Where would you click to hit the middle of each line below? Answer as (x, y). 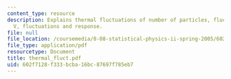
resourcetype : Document (41, 52)
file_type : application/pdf (47, 45)
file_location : (29, 39)
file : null (23, 33)
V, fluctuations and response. (58, 26)
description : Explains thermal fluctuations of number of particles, (109, 20)
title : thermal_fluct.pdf (44, 58)
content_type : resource (41, 13)
